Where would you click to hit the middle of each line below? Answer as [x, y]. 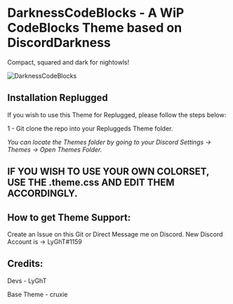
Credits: [25, 264]
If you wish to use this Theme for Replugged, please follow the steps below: [117, 114]
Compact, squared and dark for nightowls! [68, 62]
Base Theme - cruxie [38, 294]
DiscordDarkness [59, 43]
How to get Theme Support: [69, 217]
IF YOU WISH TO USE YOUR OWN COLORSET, [108, 172]
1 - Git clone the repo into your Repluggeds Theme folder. [90, 128]
